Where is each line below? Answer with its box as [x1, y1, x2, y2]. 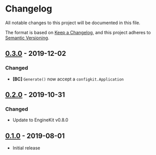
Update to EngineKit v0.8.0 [12, 117, 69, 123]
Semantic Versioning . [5, 35, 49, 41]
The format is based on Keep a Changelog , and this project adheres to [5, 29, 151, 35]
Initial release [12, 145, 40, 151]
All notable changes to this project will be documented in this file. [5, 20, 141, 26]
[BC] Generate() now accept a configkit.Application [12, 76, 124, 82]
